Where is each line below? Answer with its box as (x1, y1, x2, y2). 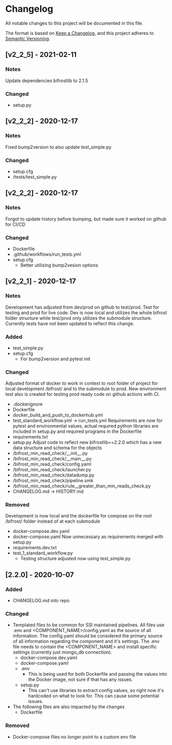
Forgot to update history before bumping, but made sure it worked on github (5, 216, 167, 222)
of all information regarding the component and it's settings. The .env (12, 638, 160, 644)
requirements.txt (12, 434, 48, 440)
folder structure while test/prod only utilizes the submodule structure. (5, 315, 152, 321)
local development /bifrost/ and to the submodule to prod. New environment (5, 386, 166, 392)
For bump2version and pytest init (20, 355, 91, 362)
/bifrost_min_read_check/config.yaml (12, 461, 91, 467)
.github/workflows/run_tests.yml (12, 251, 81, 257)
